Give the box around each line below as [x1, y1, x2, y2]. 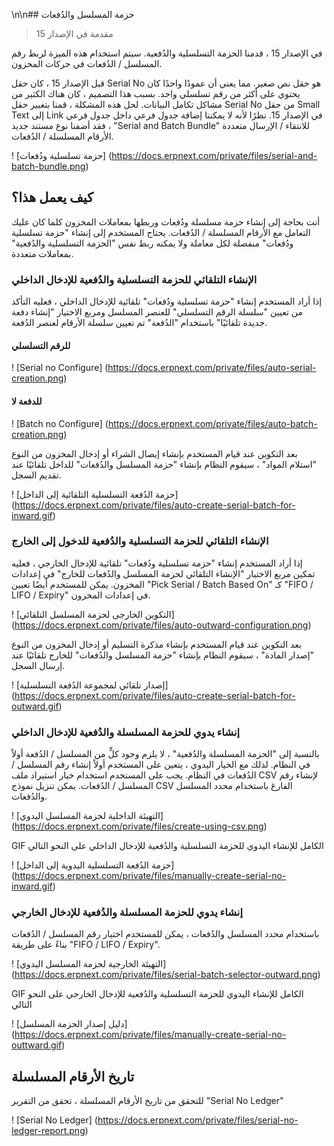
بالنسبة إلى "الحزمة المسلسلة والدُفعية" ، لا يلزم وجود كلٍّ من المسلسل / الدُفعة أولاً [11, 748, 320, 760]
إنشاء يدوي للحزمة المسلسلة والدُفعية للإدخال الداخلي [11, 725, 241, 739]
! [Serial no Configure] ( [11, 362, 109, 374]
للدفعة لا [11, 395, 43, 407]
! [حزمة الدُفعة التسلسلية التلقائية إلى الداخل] [11, 488, 179, 500]
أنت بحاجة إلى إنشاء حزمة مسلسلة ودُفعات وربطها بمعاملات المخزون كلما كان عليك [11, 215, 321, 228]
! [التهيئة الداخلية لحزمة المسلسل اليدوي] [11, 810, 164, 822]
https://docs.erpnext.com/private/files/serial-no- [97, 1114, 299, 1126]
